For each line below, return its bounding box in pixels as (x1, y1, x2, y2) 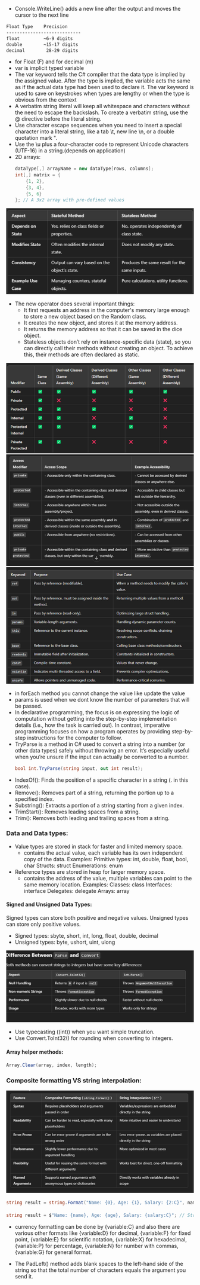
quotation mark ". (14, 134, 58, 141)
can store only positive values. (6, 920, 81, 928)
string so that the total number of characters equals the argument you (14, 1266, 186, 1274)
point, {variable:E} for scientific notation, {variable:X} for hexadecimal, (14, 1235, 187, 1243)
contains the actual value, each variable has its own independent (23, 849, 183, 856)
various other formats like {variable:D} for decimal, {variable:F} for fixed (14, 1229, 191, 1237)
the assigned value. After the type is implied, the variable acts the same (14, 77, 190, 84)
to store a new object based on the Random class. (23, 313, 147, 320)
